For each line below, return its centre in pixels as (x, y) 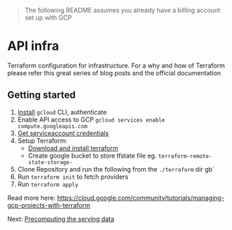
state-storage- (50, 162)
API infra (33, 46)
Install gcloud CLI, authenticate (62, 112)
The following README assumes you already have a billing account (122, 10)
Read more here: (31, 198)
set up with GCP (48, 18)
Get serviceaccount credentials (63, 133)
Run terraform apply (48, 184)
